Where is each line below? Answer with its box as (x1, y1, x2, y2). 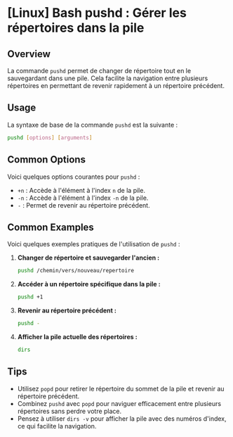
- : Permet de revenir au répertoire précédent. (17, 201, 150, 209)
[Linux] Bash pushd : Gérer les (7, 5, 187, 21)
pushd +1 (17, 293, 44, 300)
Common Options (7, 153, 86, 166)
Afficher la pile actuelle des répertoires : (17, 332, 138, 341)
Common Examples (7, 221, 95, 233)
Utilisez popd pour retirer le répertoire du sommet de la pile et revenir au (17, 384, 225, 393)
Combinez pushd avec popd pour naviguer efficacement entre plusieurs (17, 399, 222, 407)
